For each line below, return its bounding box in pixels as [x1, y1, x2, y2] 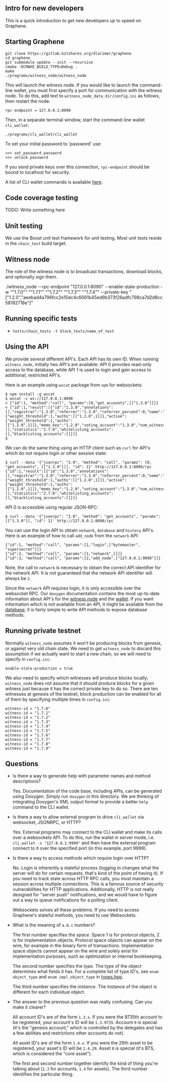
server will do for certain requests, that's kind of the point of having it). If [12, 870, 163, 876]
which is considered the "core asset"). [12, 1051, 92, 1057]
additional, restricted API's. [5, 372, 61, 378]
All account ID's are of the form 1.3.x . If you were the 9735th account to [12, 1014, 162, 1020]
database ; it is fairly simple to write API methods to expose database [5, 606, 147, 612]
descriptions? [12, 778, 41, 784]
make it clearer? [12, 1004, 46, 1010]
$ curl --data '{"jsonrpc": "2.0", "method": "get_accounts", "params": [5, 514, 161, 519]
